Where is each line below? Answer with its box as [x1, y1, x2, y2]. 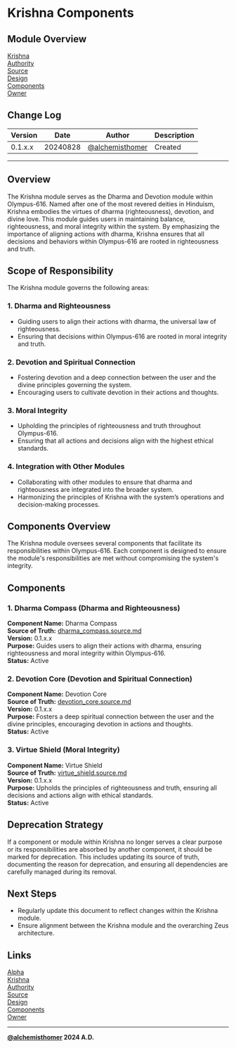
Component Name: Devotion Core [7, 690, 107, 698]
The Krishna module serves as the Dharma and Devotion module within [7, 192, 213, 201]
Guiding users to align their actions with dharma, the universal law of [17, 317, 216, 325]
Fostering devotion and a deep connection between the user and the [17, 373, 216, 381]
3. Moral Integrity [7, 405, 68, 415]
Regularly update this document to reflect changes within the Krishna [17, 907, 218, 915]
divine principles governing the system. [17, 381, 132, 389]
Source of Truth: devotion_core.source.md [7, 697, 131, 706]
